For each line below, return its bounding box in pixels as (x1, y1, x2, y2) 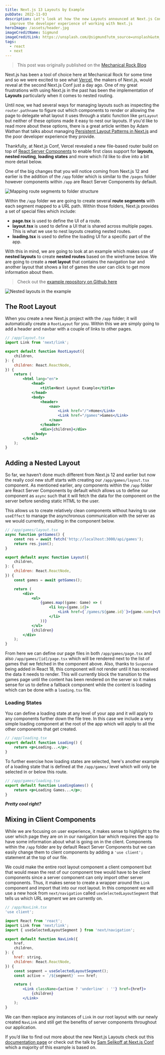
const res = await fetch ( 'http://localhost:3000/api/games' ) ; (14, 536, 144, 542)
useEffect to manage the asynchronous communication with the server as (5, 513, 155, 519)
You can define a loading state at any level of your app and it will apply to (5, 710, 153, 717)
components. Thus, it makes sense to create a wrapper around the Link (5, 880, 150, 886)
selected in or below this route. (5, 769, 68, 775)
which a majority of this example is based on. (5, 1044, 97, 1050)
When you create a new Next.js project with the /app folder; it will (5, 316, 137, 322)
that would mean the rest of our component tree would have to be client (5, 869, 151, 875)
